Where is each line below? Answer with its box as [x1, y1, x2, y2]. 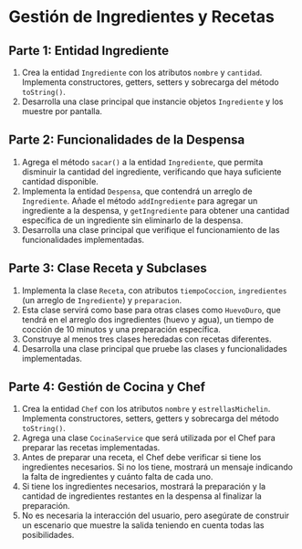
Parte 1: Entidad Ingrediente [8, 43, 170, 58]
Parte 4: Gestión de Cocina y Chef [8, 379, 206, 395]
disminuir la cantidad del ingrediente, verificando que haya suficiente [21, 166, 282, 177]
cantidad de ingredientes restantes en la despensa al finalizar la [21, 491, 262, 501]
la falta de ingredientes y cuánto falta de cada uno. [21, 471, 213, 482]
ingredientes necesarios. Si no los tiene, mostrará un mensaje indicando [21, 461, 294, 472]
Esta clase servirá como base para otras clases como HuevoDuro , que [21, 304, 281, 315]
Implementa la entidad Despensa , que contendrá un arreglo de [21, 185, 253, 196]
